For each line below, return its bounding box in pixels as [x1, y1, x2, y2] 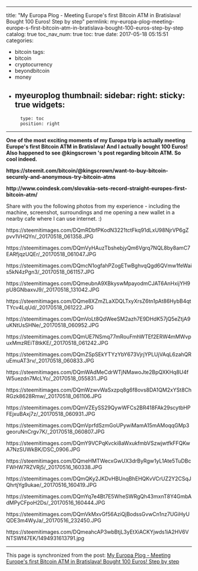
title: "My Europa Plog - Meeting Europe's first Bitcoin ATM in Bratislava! [6, 12, 181, 18]
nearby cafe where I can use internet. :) [6, 215, 102, 222]
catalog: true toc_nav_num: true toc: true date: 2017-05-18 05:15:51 [6, 31, 169, 37]
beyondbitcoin [14, 67, 50, 74]
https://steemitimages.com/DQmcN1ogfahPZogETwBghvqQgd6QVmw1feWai [6, 262, 192, 269]
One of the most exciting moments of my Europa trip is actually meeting [6, 137, 186, 144]
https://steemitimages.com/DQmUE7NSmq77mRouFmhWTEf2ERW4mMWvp [6, 333, 192, 340]
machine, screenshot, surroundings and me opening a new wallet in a [6, 208, 175, 216]
